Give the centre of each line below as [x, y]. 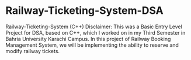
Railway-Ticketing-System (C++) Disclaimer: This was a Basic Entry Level [94, 27]
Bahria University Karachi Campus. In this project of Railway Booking [88, 39]
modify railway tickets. [32, 51]
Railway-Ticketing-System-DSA [85, 11]
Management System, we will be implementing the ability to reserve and [92, 45]
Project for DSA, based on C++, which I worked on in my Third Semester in [95, 32]
